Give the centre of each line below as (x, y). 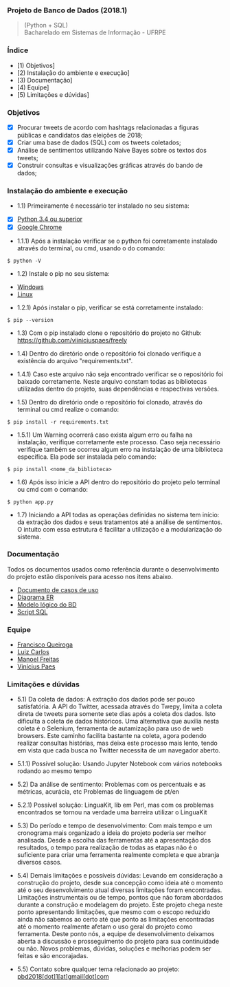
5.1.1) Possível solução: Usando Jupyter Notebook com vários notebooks (119, 764)
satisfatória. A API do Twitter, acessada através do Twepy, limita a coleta (119, 706)
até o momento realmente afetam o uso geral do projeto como (105, 926)
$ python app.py (30, 502)
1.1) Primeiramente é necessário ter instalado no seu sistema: (103, 206)
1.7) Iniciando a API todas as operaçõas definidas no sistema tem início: (118, 514)
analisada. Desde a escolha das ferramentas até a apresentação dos (114, 840)
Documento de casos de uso (58, 589)
